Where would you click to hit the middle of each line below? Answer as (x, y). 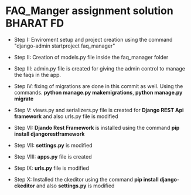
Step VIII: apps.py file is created (53, 156)
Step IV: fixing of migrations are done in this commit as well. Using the (98, 86)
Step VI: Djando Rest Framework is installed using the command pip (97, 127)
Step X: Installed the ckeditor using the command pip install (86, 179)
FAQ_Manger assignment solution (89, 11)
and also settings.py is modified (76, 186)
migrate (24, 99)
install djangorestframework (49, 134)
